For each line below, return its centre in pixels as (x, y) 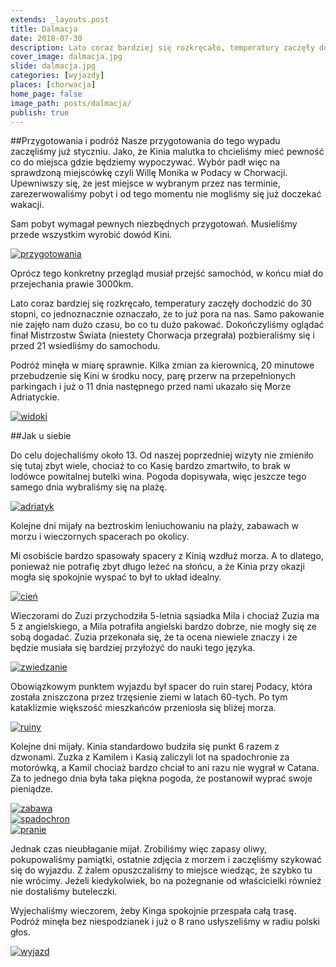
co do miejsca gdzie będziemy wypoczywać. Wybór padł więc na (145, 162)
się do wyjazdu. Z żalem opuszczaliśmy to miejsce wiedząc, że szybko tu (161, 870)
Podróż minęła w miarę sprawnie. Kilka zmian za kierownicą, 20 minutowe (162, 365)
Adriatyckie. (35, 397)
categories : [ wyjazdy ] (57, 76)
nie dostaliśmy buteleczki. (64, 892)
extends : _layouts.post (60, 19)
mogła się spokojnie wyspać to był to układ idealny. (116, 577)
